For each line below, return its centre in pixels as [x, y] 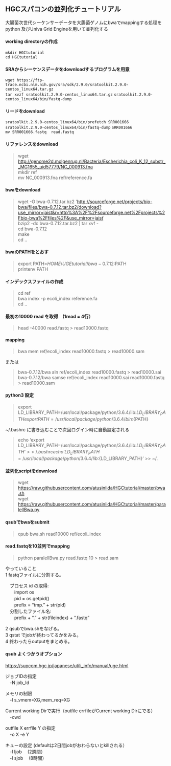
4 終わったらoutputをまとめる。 [39, 641]
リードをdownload [25, 111]
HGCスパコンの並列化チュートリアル [63, 9]
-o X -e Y [19, 735]
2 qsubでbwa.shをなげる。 [34, 628]
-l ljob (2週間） [28, 752]
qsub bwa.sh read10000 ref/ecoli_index [59, 534]
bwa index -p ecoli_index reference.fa [58, 299]
